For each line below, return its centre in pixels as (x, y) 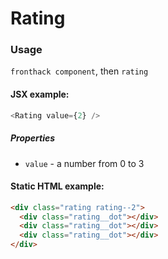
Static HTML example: (57, 186)
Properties (33, 138)
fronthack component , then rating (79, 71)
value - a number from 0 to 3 (84, 163)
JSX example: (40, 94)
